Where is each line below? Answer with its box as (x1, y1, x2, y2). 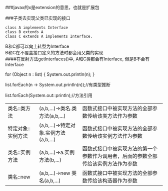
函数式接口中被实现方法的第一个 (82, 145, 157, 152)
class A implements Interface (5, 25, 68, 30)
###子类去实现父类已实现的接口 (5, 15, 71, 21)
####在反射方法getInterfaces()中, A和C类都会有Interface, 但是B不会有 (5, 56, 150, 62)
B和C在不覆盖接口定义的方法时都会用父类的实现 (5, 50, 103, 55)
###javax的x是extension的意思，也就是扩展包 (5, 5, 99, 10)
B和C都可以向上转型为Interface (5, 43, 69, 49)
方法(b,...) (39, 156, 61, 163)
